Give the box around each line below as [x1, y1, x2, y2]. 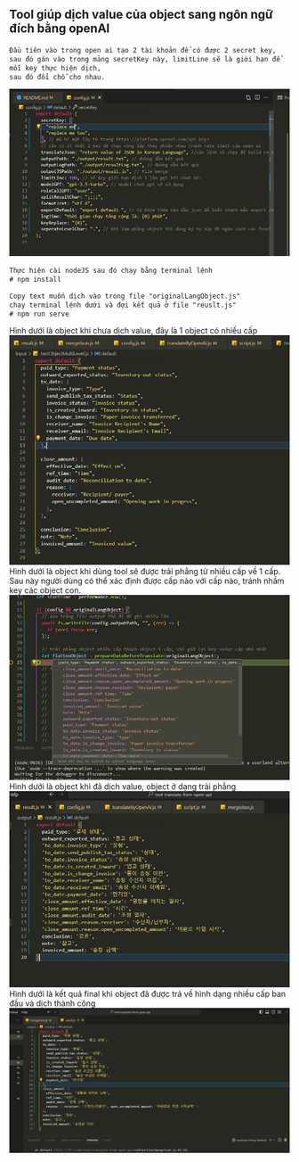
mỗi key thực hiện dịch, [9, 63, 101, 72]
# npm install [9, 275, 62, 284]
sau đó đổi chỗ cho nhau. [9, 72, 105, 81]
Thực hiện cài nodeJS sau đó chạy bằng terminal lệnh [9, 266, 214, 275]
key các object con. [9, 585, 82, 596]
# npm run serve [9, 309, 69, 318]
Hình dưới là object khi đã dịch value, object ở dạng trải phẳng [9, 780, 237, 792]
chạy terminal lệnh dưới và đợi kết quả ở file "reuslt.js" [9, 301, 238, 309]
